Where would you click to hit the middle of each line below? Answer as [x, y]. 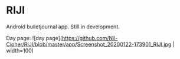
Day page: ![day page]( [34, 38]
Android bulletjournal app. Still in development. [63, 27]
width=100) [20, 50]
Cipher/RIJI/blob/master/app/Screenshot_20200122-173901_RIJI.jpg [89, 44]
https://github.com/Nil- [90, 38]
